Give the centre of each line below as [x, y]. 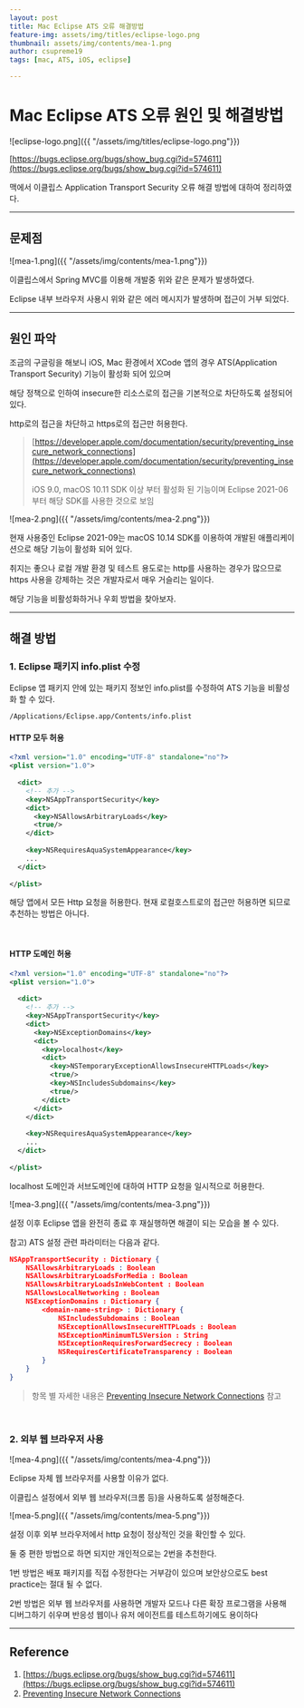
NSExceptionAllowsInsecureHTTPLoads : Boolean [147, 1327]
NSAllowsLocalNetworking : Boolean [93, 1293]
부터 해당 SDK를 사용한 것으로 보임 [93, 501]
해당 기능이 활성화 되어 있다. [83, 549]
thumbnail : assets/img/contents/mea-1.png [90, 43]
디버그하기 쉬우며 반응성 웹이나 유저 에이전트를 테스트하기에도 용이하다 [134, 1615]
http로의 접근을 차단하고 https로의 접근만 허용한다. [99, 424]
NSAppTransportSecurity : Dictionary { [85, 1259]
